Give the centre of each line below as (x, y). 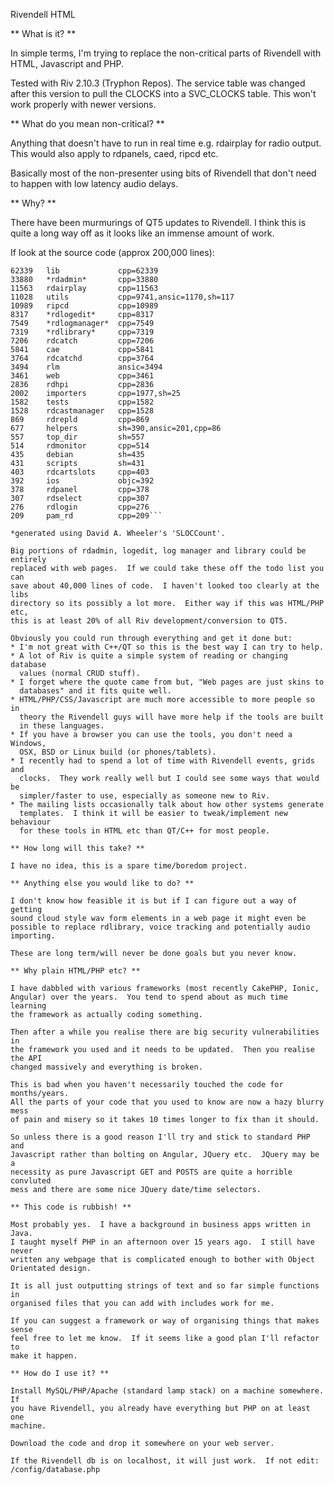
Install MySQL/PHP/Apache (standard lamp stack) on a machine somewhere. (167, 1391)
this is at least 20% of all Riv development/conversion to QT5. (149, 621)
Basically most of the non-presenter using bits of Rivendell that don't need (163, 173)
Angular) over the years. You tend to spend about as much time (149, 997)
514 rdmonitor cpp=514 (80, 446)
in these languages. (62, 726)
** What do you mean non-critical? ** (87, 123)
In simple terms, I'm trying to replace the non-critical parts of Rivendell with (166, 53)
